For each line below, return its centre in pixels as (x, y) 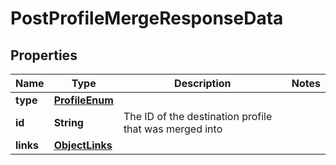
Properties (44, 55)
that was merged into (173, 129)
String (68, 122)
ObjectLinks (83, 145)
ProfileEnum (83, 100)
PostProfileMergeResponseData (147, 18)
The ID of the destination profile (198, 116)
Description (203, 83)
